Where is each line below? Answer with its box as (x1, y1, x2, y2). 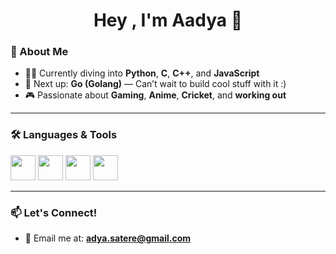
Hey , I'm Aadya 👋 (93, 9, 243, 32)
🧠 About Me (10, 45, 69, 59)
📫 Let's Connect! (10, 205, 98, 219)
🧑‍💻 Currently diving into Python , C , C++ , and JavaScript (24, 67, 260, 79)
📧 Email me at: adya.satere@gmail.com (24, 232, 191, 244)
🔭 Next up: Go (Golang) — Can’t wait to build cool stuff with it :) (24, 78, 287, 90)
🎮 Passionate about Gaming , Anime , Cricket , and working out (24, 89, 287, 101)
